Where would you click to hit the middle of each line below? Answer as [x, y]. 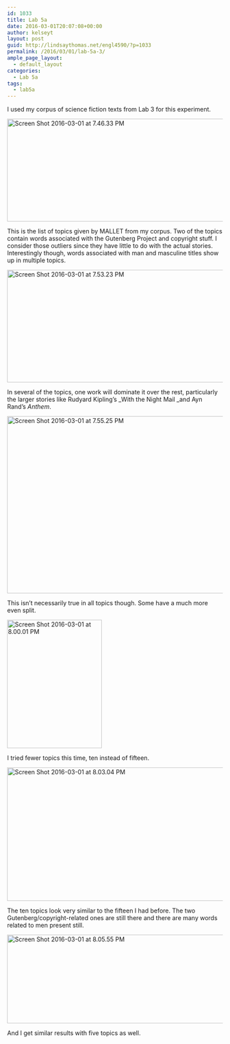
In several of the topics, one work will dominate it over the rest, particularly [112, 392]
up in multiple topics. [37, 260]
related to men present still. [46, 926]
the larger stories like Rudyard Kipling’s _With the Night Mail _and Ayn [105, 399]
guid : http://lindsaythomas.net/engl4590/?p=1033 [79, 45]
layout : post [26, 39]
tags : [15, 84]
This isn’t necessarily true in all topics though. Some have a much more [108, 603]
